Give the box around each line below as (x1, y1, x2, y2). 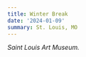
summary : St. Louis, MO (7, 24, 78, 31)
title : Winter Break (7, 10, 69, 18)
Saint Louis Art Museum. (7, 43, 80, 52)
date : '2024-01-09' (7, 17, 65, 24)
